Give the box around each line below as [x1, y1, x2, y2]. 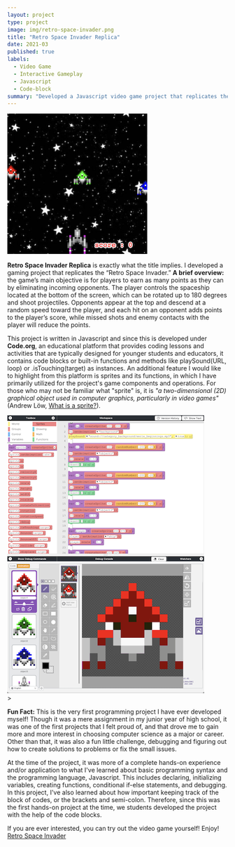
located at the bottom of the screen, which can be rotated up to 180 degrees [7, 291, 227, 300]
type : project [7, 18, 49, 26]
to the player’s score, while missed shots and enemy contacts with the [7, 313, 210, 322]
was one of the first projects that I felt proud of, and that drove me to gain [7, 723, 219, 731]
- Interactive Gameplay [13, 70, 83, 77]
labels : [7, 56, 30, 63]
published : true [7, 48, 55, 55]
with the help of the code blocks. [7, 811, 102, 819]
